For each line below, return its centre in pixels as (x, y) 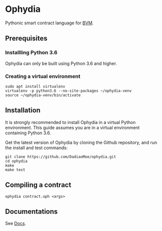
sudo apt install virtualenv (35, 86)
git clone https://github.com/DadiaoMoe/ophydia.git (61, 157)
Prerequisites (26, 38)
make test (15, 170)
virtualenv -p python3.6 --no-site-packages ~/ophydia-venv (69, 91)
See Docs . (16, 224)
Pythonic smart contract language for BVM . (50, 23)
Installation (23, 110)
